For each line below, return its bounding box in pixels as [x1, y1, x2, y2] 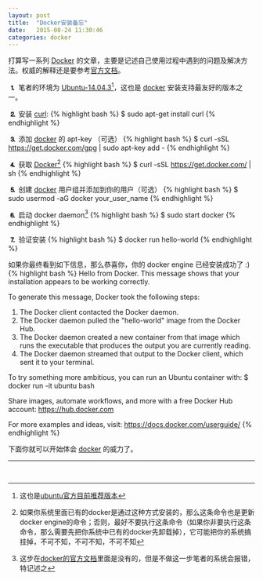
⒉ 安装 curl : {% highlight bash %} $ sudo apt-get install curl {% [8, 108, 216, 119]
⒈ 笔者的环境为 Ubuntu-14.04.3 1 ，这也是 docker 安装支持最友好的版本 [8, 82, 236, 93]
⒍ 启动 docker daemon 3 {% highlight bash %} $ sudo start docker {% [8, 209, 236, 220]
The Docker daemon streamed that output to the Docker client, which [19, 349, 244, 359]
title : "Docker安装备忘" [8, 19, 88, 27]
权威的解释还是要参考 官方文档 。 [21, 66, 125, 75]
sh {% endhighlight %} [8, 168, 81, 177]
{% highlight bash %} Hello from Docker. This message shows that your [8, 268, 240, 279]
